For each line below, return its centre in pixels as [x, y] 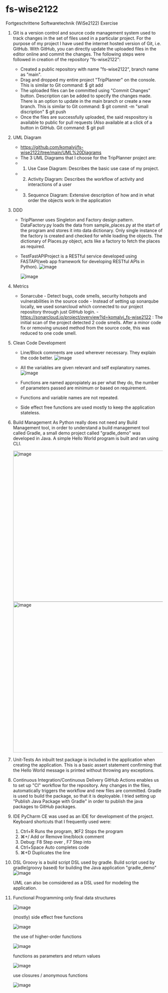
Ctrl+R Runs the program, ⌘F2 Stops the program [72, 831]
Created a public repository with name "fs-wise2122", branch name [89, 69]
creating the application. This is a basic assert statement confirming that [87, 765]
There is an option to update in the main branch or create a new [86, 101]
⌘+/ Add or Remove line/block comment [62, 836]
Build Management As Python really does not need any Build [75, 422]
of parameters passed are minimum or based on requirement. [84, 388]
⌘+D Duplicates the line [45, 852]
